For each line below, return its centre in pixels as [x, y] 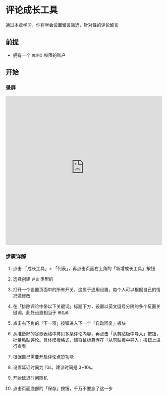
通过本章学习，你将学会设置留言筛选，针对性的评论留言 [62, 25]
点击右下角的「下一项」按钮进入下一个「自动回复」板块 [69, 323]
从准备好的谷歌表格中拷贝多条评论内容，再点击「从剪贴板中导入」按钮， [86, 333]
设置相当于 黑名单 [52, 312]
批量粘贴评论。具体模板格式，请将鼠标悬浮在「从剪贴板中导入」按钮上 [84, 340]
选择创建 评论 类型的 [33, 279]
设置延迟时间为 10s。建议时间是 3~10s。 [54, 367]
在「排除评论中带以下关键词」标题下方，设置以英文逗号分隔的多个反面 [84, 306]
